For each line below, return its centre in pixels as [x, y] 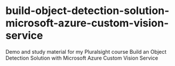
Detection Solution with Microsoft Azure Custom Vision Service [82, 58]
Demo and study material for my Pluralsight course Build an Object [86, 51]
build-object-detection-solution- [87, 11]
